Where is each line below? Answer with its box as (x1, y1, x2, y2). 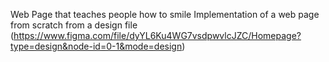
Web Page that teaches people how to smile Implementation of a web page (10, 9, 320, 20)
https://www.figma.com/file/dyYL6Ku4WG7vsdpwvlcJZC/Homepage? (13, 30, 302, 41)
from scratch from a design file (10, 19, 138, 31)
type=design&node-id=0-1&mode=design (10, 40, 183, 52)
